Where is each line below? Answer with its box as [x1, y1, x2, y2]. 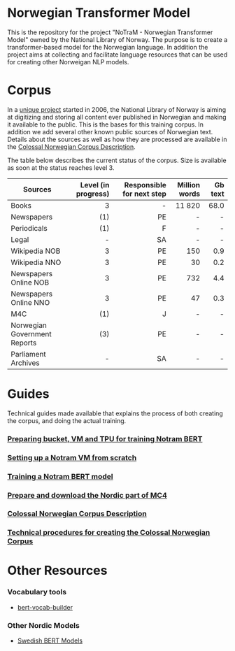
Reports [10, 338, 37, 348]
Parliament [10, 349, 47, 359]
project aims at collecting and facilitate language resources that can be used [7, 50, 228, 59]
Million [177, 180, 201, 189]
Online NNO [10, 297, 50, 307]
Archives [10, 358, 40, 368]
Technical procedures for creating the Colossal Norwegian [7, 528, 211, 538]
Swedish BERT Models [17, 636, 83, 645]
